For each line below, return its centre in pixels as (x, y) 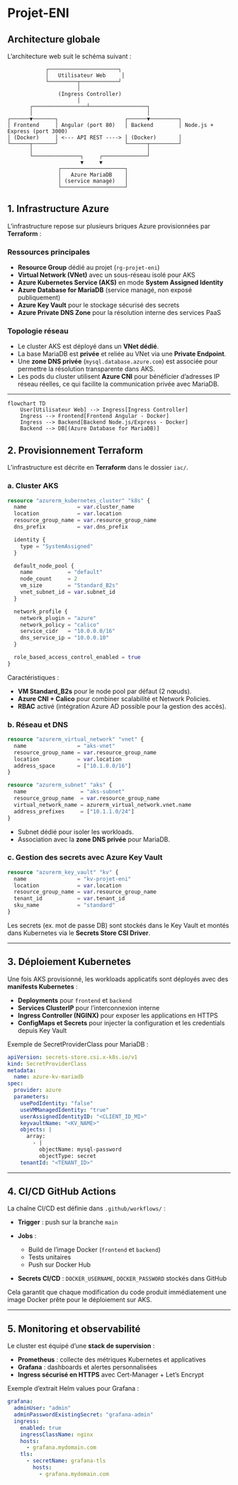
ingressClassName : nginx (57, 1435)
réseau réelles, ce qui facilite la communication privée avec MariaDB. (118, 384)
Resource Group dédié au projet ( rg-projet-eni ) (89, 267)
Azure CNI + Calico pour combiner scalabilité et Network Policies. (114, 699)
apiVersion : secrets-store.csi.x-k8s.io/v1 (73, 1057)
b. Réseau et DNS (38, 724)
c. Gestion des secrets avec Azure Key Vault (85, 858)
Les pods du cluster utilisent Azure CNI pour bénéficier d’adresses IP (119, 377)
